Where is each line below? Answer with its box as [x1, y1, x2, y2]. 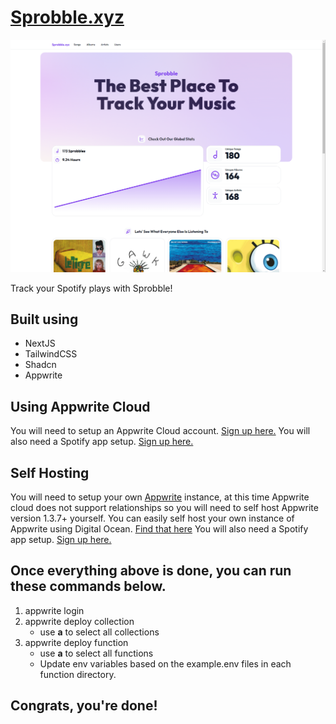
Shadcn [24, 359, 57, 371]
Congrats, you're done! [10, 697, 158, 715]
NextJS [24, 337, 56, 350]
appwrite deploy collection [24, 615, 135, 627]
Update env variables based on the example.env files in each [39, 657, 292, 670]
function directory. [39, 668, 117, 680]
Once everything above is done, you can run [10, 562, 292, 580]
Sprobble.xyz [10, 6, 125, 29]
